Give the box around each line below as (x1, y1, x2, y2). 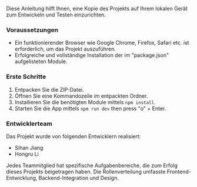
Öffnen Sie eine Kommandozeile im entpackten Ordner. (14, 92, 148, 99)
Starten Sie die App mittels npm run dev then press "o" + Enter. (14, 105, 166, 112)
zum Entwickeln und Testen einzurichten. (6, 11, 106, 18)
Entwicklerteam (6, 119, 53, 128)
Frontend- (166, 168, 191, 175)
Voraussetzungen (6, 26, 59, 34)
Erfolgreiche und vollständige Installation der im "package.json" (14, 52, 169, 59)
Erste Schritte (6, 73, 46, 81)
